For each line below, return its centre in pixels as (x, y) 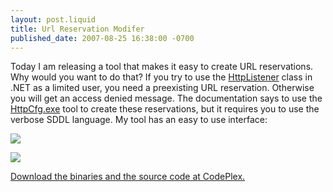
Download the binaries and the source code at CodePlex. (128, 177)
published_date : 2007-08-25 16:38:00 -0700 (102, 38)
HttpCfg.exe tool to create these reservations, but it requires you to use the (165, 109)
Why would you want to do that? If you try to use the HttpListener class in (161, 77)
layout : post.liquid (53, 19)
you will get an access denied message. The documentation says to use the (166, 98)
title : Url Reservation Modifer (77, 29)
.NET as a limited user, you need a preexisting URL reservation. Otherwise (162, 88)
